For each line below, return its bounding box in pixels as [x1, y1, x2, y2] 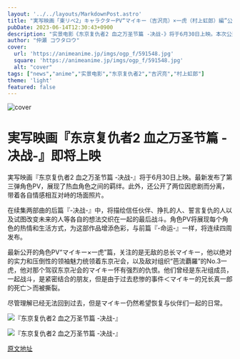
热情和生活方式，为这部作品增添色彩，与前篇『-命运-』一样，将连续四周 [19, 224, 232, 233]
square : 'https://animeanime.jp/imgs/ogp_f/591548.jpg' [14, 57, 184, 64]
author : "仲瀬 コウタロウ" [7, 37, 80, 44]
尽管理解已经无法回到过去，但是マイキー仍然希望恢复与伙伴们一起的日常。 [7, 299, 226, 308]
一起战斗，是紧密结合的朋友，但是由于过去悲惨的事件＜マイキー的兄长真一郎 [7, 275, 233, 283]
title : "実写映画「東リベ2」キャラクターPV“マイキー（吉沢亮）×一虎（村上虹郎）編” [7, 17, 228, 24]
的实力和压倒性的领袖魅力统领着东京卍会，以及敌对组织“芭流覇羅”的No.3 [7, 257, 221, 266]
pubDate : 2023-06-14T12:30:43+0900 [7, 24, 114, 31]
